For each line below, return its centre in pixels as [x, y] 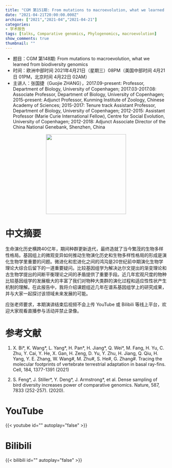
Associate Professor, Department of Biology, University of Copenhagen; [89, 94]
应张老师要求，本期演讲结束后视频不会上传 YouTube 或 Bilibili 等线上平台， [84, 304]
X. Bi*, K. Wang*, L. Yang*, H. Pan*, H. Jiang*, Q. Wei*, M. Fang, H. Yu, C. [89, 348]
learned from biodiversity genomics [50, 64]
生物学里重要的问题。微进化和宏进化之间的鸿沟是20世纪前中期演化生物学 [87, 261]
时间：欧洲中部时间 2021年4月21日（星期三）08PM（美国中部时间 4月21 [89, 70]
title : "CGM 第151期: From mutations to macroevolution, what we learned [85, 10]
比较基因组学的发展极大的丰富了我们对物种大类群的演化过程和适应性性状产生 [86, 281]
